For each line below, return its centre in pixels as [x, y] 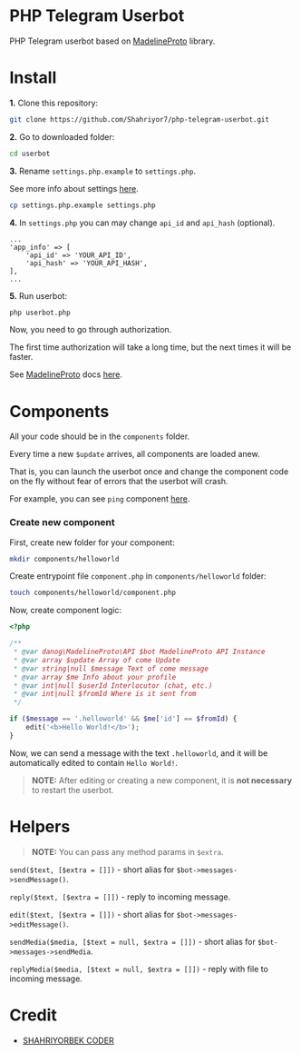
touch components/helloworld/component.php [93, 593]
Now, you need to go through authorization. [91, 330]
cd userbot [30, 154]
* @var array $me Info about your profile [95, 677]
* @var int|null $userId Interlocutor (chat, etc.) [113, 686]
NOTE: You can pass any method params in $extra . [127, 851]
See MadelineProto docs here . [66, 374]
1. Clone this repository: [53, 103]
